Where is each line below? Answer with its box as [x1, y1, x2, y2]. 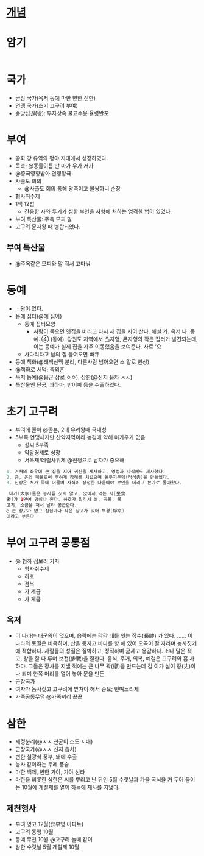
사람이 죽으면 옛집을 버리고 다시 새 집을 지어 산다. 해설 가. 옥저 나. [33, 327, 189, 335]
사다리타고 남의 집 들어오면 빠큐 [24, 350, 99, 358]
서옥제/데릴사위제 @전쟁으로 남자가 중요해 [24, 456, 125, 464]
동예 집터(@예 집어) [15, 312, 62, 320]
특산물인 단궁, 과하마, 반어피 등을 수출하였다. [15, 381, 121, 388]
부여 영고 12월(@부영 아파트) [15, 821, 84, 828]
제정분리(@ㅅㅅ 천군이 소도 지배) [15, 738, 93, 745]
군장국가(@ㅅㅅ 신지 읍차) [15, 746, 77, 753]
